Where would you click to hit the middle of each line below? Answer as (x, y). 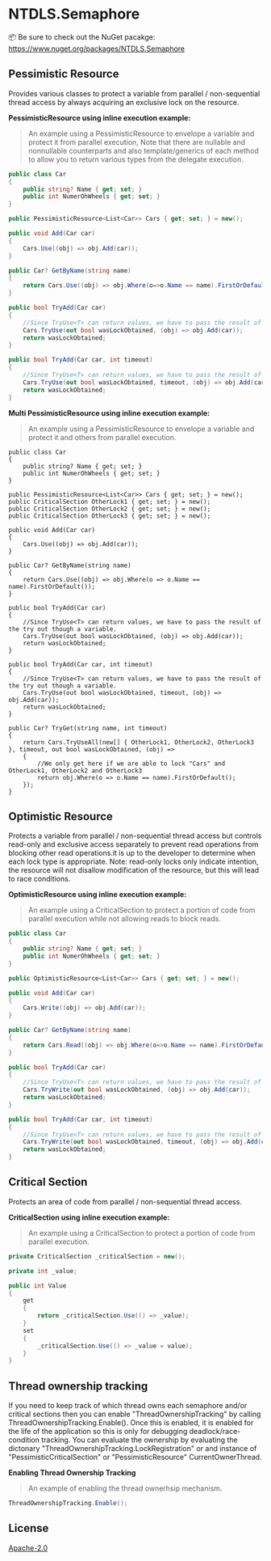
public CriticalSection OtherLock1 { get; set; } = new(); (110, 501)
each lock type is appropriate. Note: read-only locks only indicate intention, (133, 861)
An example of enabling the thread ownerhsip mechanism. (125, 1488)
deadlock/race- (215, 1432)
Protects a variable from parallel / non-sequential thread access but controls (135, 836)
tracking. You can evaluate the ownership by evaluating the (140, 1440)
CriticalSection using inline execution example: (89, 1217)
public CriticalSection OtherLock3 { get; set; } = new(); (110, 516)
